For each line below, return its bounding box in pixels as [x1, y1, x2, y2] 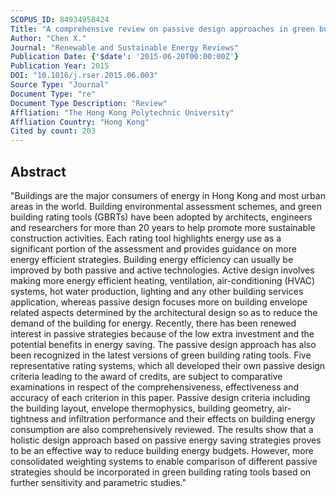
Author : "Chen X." [10, 33, 87, 43]
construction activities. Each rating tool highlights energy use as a [10, 232, 282, 244]
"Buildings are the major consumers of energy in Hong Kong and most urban [10, 189, 326, 201]
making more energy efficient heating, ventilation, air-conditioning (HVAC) [10, 274, 316, 286]
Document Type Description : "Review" [10, 98, 168, 108]
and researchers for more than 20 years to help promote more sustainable [10, 221, 316, 233]
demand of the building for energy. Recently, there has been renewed [10, 317, 297, 329]
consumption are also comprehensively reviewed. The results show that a [10, 423, 314, 435]
